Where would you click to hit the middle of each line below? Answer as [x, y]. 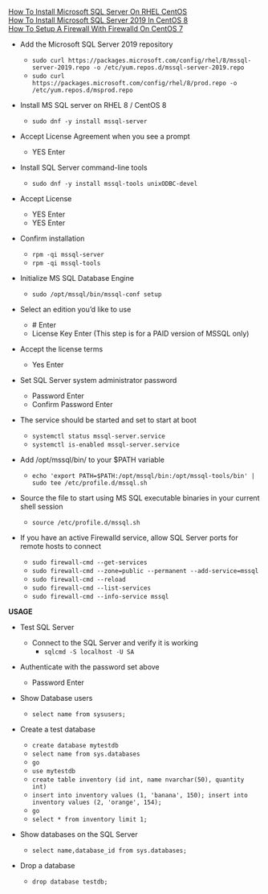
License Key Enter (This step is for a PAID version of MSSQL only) [140, 334]
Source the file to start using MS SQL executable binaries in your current [140, 498]
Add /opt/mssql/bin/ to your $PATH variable [92, 459]
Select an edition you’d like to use [75, 309]
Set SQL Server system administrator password [98, 380]
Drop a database [47, 865]
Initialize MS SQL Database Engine [77, 278]
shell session [41, 507]
